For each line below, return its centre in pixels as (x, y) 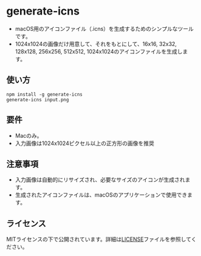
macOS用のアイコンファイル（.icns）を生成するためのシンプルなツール (104, 29)
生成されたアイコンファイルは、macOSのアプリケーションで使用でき (101, 195)
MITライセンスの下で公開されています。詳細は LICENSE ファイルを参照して (99, 239)
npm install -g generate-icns (45, 94)
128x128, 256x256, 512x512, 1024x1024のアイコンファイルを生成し (99, 51)
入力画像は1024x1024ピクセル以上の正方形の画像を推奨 (85, 143)
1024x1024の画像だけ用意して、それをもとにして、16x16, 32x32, (96, 44)
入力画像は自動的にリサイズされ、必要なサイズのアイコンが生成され (100, 180)
